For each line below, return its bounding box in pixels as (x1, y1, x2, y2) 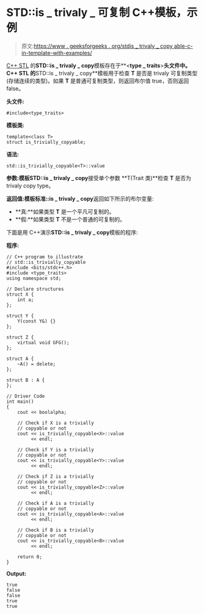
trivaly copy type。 (6, 182, 54, 189)
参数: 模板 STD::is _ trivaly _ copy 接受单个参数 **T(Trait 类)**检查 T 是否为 (6, 174, 191, 181)
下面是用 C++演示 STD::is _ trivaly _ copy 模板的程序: (6, 228, 139, 236)
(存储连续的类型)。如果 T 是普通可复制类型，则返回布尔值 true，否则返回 (6, 77, 189, 84)
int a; (17, 296, 34, 303)
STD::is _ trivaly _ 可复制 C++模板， (6, 6, 188, 20)
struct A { (6, 356, 34, 362)
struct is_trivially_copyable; (6, 139, 86, 145)
